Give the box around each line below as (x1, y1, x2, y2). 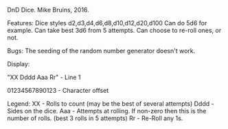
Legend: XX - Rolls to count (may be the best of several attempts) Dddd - (7, 100, 214, 108)
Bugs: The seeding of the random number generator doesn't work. (7, 47, 196, 55)
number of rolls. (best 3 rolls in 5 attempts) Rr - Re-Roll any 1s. (7, 114, 183, 122)
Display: (7, 60, 30, 68)
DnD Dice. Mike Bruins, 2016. (7, 6, 89, 14)
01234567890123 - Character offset (7, 87, 109, 94)
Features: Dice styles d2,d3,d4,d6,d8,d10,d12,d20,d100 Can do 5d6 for (7, 19, 207, 27)
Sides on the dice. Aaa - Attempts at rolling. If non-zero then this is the (7, 107, 207, 115)
